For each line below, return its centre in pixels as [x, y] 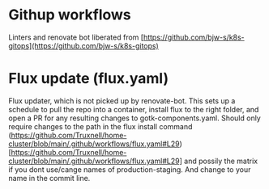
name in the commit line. [49, 178]
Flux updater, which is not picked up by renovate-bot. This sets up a [122, 101]
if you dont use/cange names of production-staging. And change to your [130, 169]
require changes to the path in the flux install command [100, 126]
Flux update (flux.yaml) [88, 79]
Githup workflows [70, 15]
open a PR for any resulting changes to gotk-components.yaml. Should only [134, 118]
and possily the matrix [220, 161]
